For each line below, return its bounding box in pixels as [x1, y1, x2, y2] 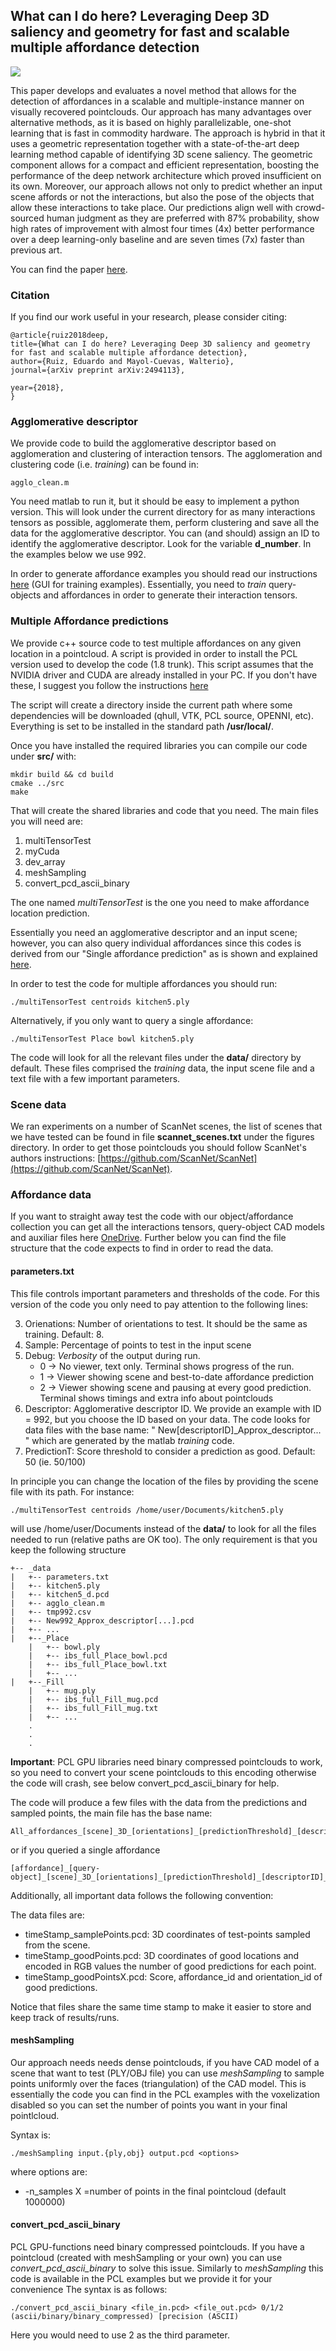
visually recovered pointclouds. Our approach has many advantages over [10, 105, 312, 118]
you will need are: [10, 815, 83, 827]
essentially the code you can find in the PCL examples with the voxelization [10, 2088, 321, 2100]
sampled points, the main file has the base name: [10, 1807, 213, 1819]
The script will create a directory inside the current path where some [10, 699, 293, 711]
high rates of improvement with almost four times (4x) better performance [10, 222, 315, 234]
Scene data [10, 1097, 67, 1111]
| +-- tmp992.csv [10, 1607, 92, 1617]
